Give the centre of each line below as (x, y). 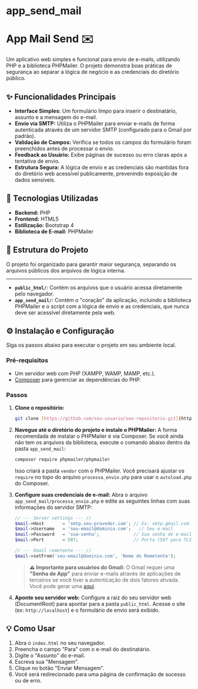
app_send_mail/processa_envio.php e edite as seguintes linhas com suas (102, 501)
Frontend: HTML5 (37, 219)
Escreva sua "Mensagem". (47, 661)
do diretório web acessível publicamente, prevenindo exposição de (96, 173)
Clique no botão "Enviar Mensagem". (60, 668)
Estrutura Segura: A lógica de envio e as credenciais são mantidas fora (102, 167)
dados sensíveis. (35, 180)
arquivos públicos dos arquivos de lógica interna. (66, 270)
